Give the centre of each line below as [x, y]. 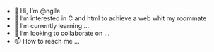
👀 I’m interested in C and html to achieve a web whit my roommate [110, 18]
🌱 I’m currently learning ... [52, 26]
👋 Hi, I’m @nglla [37, 11]
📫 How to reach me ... [47, 41]
